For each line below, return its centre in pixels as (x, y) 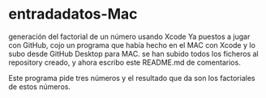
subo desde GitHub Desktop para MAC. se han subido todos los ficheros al (133, 53)
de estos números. (40, 87)
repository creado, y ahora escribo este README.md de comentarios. (124, 62)
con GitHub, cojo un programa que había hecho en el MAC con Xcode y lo (132, 45)
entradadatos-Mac (73, 14)
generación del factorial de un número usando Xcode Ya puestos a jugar (129, 36)
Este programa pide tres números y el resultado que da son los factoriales (132, 78)
